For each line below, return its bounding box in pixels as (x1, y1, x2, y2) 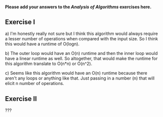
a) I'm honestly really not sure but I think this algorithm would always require (5, 31, 158, 36)
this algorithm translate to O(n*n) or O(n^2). (5, 61, 92, 67)
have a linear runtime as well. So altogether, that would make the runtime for (5, 56, 158, 62)
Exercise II (5, 95, 37, 103)
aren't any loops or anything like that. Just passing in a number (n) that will (5, 75, 155, 81)
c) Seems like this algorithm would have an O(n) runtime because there (5, 70, 147, 76)
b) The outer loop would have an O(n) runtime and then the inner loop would (5, 50, 158, 56)
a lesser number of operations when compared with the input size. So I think (5, 36, 158, 42)
